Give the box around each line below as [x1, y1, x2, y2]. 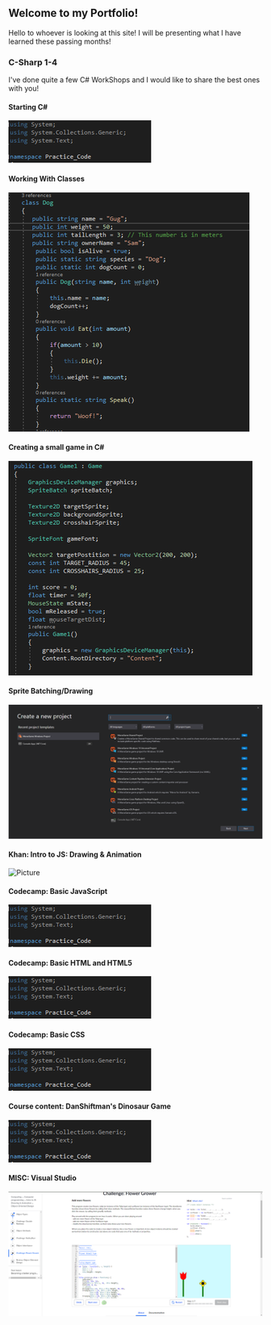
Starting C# [8, 102, 48, 111]
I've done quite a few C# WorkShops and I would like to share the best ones [8, 75, 261, 85]
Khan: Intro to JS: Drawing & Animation [8, 849, 143, 859]
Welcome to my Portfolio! [8, 6, 139, 20]
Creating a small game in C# [8, 442, 105, 452]
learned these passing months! [8, 36, 111, 46]
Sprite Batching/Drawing [8, 686, 94, 696]
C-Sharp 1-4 [8, 57, 58, 68]
